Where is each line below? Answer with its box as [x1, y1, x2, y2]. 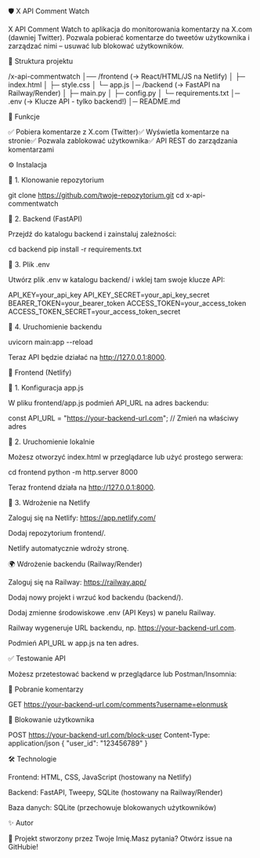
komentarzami [8, 145, 55, 154]
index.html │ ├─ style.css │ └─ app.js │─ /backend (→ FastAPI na [8, 80, 221, 89]
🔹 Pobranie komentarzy [8, 684, 84, 694]
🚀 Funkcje [8, 112, 41, 121]
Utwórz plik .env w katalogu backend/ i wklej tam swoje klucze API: [8, 275, 226, 284]
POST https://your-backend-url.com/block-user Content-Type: [8, 730, 210, 739]
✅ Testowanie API [8, 654, 67, 662]
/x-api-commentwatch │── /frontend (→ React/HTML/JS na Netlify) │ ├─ [8, 71, 245, 81]
